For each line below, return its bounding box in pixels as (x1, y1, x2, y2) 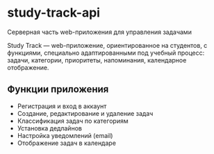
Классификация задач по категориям (17, 117, 129, 125)
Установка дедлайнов (17, 123, 82, 132)
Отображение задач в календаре (17, 139, 117, 147)
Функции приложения (7, 83, 109, 95)
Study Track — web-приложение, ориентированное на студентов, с (7, 41, 208, 49)
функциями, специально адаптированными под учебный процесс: (7, 49, 205, 57)
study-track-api (7, 5, 101, 21)
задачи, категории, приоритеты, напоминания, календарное (7, 55, 187, 64)
